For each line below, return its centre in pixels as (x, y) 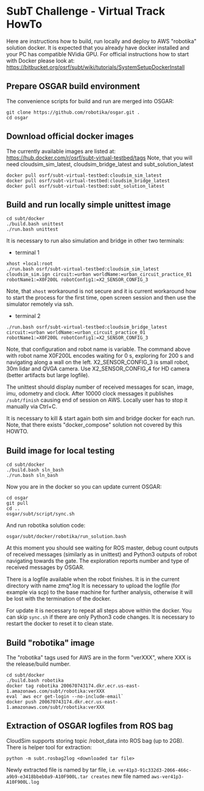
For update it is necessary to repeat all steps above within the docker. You (99, 611)
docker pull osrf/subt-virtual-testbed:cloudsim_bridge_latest (88, 181)
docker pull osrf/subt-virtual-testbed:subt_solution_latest (86, 186)
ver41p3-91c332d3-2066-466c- (155, 770)
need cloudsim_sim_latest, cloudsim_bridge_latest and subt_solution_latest (100, 164)
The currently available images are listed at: (61, 151)
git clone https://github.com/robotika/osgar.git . (73, 112)
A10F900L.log (23, 782)
